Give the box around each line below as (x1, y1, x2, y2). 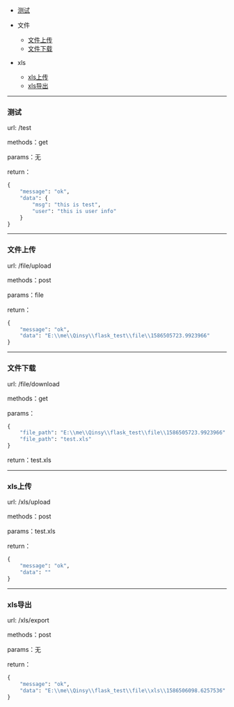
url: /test (7, 124, 31, 132)
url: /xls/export (7, 616, 50, 625)
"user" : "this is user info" (32, 207, 117, 214)
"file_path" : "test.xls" (19, 436, 92, 443)
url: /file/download (7, 379, 61, 388)
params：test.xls (7, 527, 56, 536)
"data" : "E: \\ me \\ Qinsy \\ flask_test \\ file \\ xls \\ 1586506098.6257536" (19, 687, 226, 694)
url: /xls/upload (7, 498, 51, 506)
